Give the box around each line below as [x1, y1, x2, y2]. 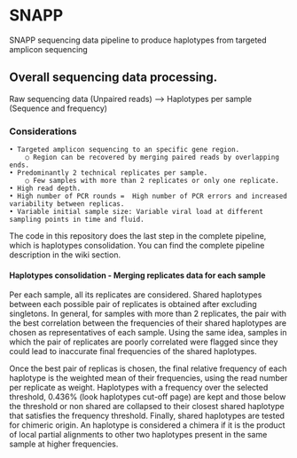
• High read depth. [9, 184, 82, 193]
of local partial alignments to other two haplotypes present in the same [9, 430, 268, 440]
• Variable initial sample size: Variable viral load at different [9, 208, 264, 217]
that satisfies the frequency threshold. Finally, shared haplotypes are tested [9, 410, 285, 422]
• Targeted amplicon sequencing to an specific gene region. [9, 146, 240, 154]
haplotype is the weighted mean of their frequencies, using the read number [9, 373, 288, 383]
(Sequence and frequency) [9, 103, 108, 114]
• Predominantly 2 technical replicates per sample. [9, 169, 208, 178]
